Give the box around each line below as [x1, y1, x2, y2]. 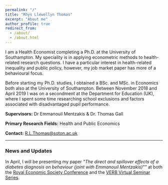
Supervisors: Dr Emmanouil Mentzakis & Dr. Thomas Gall [5, 110, 123, 116]
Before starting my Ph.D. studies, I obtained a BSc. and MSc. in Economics [5, 79, 158, 85]
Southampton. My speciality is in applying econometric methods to [5, 54, 143, 60]
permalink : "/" [5, 7, 37, 12]
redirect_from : [5, 26, 37, 31]
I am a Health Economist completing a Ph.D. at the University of [5, 48, 136, 55]
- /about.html [9, 35, 39, 40]
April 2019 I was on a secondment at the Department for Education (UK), [5, 90, 154, 96]
